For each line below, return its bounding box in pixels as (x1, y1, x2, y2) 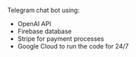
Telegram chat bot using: (7, 6, 80, 14)
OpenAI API (17, 20, 51, 27)
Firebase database (17, 27, 72, 35)
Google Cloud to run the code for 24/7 (17, 42, 129, 50)
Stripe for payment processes (17, 34, 104, 43)
